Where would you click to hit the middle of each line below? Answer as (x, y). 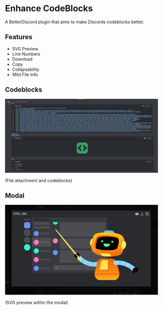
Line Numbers (26, 54)
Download (22, 59)
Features (19, 37)
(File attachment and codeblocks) (39, 180)
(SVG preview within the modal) (37, 302)
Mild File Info (25, 74)
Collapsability (26, 69)
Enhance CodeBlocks (49, 8)
